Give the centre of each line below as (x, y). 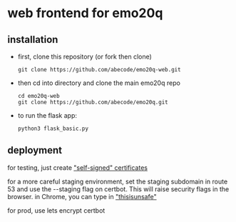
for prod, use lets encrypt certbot (56, 210)
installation (33, 40)
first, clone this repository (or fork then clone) (84, 56)
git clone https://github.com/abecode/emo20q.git (93, 102)
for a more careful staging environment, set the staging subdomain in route (118, 181)
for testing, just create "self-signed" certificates (78, 167)
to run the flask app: (47, 115)
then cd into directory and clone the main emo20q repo (99, 83)
